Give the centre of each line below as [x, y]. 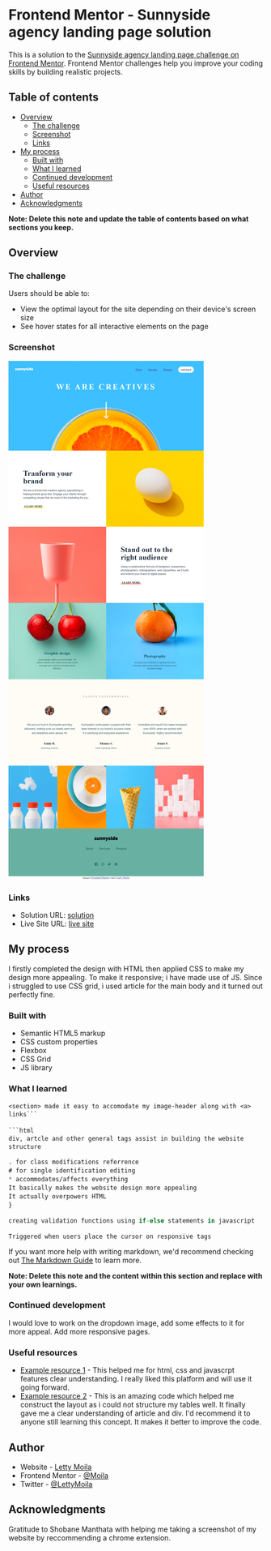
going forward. [45, 1387]
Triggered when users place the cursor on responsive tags [110, 1236]
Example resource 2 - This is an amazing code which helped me [127, 1396]
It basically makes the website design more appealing [103, 1188]
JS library [36, 1068]
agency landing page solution [110, 32]
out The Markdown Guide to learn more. [75, 1260]
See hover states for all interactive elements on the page [114, 327]
